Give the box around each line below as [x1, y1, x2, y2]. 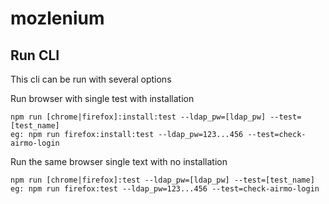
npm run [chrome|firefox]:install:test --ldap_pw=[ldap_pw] [10, 112, 267, 122]
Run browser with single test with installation [10, 93, 195, 104]
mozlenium [10, 7, 105, 30]
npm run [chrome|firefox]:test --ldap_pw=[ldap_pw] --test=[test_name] [10, 175, 315, 185]
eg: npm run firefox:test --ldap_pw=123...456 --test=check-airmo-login [10, 184, 320, 194]
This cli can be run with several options [10, 73, 172, 85]
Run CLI [10, 47, 60, 64]
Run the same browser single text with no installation [10, 156, 228, 167]
